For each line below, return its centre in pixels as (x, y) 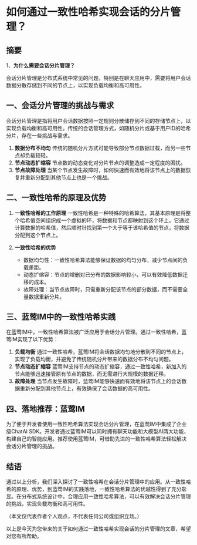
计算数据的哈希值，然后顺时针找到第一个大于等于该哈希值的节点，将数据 (102, 227)
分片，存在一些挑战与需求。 (40, 135)
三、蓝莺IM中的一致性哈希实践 (61, 317)
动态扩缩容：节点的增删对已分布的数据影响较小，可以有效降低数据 (103, 274)
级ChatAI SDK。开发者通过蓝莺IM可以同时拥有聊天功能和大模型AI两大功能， (98, 432)
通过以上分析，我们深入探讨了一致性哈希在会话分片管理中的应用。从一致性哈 (98, 482)
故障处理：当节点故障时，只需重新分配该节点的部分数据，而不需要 (103, 289)
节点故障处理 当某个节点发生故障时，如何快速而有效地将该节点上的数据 (100, 170)
